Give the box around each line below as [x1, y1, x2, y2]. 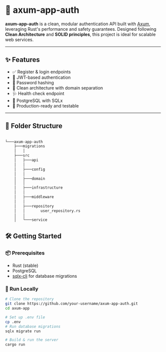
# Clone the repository [5, 297, 54, 302]
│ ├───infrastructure [14, 185, 63, 190]
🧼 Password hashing [12, 79, 54, 86]
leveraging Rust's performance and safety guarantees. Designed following [5, 26, 157, 32]
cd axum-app [5, 306, 30, 311]
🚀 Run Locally [5, 285, 39, 292]
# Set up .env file [5, 314, 45, 320]
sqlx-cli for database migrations [12, 273, 78, 279]
